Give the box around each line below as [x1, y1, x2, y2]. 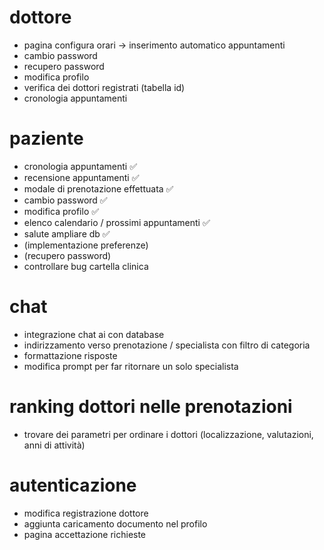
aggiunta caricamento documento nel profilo [23, 517, 208, 530]
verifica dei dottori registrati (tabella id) [23, 81, 186, 93]
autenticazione [9, 474, 137, 496]
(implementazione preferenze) [23, 239, 149, 251]
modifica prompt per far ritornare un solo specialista [23, 360, 239, 372]
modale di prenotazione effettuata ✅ [23, 182, 174, 195]
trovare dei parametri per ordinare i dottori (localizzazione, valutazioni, [23, 428, 314, 440]
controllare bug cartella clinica [23, 260, 149, 272]
